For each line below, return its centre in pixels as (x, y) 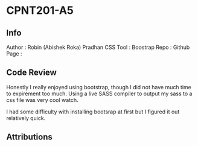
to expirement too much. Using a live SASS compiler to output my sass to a (99, 94)
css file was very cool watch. (42, 100)
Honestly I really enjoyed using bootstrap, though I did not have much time (99, 87)
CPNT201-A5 (40, 11)
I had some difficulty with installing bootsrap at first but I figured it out (93, 112)
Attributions (30, 137)
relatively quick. (26, 118)
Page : (14, 54)
